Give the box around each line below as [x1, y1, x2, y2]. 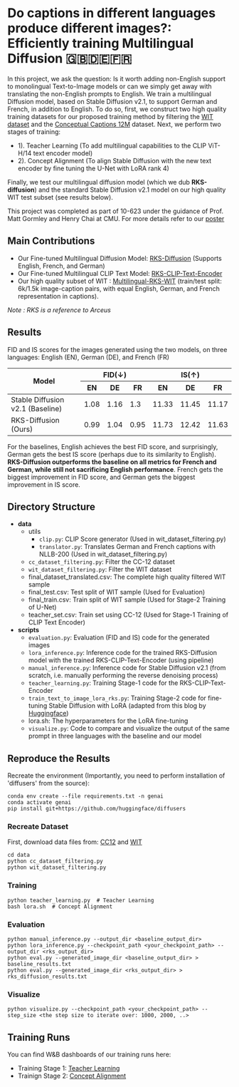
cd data [7, 852, 31, 859]
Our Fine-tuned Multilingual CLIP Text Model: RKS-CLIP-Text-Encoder [17, 269, 223, 277]
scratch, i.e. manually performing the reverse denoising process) [28, 671, 218, 680]
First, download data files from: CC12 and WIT [7, 838, 142, 846]
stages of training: [7, 127, 61, 136]
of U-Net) [28, 603, 57, 612]
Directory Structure [7, 500, 96, 512]
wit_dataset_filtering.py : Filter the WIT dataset [28, 565, 172, 574]
